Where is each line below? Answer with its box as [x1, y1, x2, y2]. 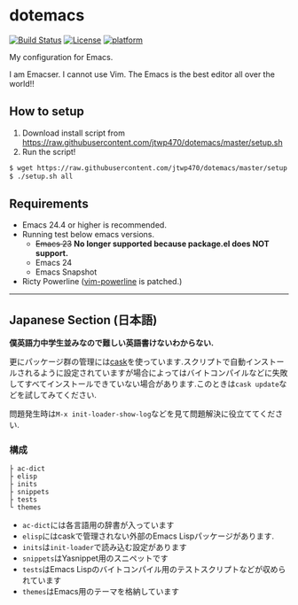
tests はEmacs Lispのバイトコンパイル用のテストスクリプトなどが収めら [21, 564, 286, 575]
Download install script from [21, 128, 126, 138]
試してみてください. [24, 390, 98, 400]
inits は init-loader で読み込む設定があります [21, 542, 188, 553]
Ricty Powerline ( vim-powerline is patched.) [21, 276, 183, 287]
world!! [9, 78, 35, 89]
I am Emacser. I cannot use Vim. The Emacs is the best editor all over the [9, 68, 275, 80]
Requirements [9, 196, 89, 211]
